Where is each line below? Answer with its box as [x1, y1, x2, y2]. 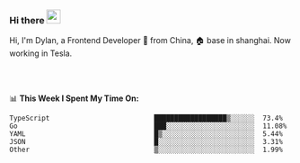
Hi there [9, 14, 45, 26]
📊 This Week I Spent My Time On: [9, 93, 139, 104]
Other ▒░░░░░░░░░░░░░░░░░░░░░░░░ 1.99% [9, 145, 283, 155]
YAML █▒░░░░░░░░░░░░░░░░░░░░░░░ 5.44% [9, 130, 283, 139]
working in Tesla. [9, 48, 73, 59]
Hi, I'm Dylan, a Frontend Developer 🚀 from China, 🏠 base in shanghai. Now [9, 35, 292, 46]
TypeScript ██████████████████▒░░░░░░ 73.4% [9, 113, 283, 123]
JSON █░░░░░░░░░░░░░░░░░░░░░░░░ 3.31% [9, 138, 283, 147]
